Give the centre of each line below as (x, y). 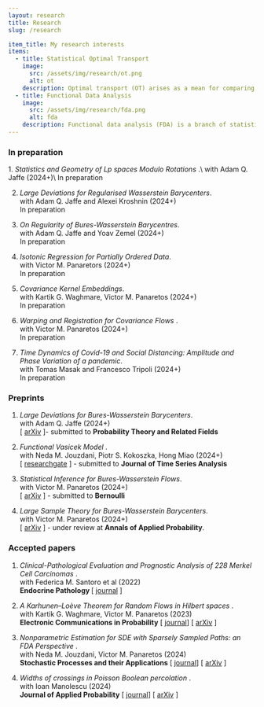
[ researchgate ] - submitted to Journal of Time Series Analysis (123, 464)
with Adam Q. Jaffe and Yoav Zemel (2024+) (92, 234)
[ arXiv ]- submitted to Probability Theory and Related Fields (119, 432)
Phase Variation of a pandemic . (71, 361)
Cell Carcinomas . (48, 573)
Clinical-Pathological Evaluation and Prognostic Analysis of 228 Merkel (136, 565)
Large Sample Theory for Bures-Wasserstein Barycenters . (114, 511)
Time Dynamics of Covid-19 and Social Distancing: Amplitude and (126, 353)
